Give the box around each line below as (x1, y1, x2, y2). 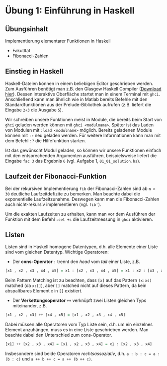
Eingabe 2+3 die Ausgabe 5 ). (5, 107, 63, 113)
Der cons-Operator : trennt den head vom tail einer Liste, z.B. (12, 259, 140, 265)
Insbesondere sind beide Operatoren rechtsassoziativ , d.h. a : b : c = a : (5, 351, 160, 357)
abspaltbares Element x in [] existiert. (5, 288, 83, 294)
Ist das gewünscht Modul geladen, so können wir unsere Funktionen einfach (5, 147, 162, 153)
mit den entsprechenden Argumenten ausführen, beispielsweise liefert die (5, 152, 157, 159)
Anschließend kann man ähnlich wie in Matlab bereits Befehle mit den (5, 96, 148, 102)
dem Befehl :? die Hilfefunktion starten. (5, 137, 86, 144)
